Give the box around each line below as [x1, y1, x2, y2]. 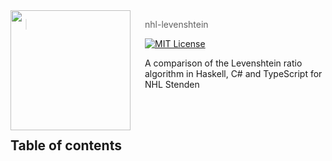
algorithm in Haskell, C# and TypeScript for [144, 68, 323, 79]
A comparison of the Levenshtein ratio [144, 57, 303, 69]
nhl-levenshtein [144, 19, 209, 30]
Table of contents [10, 137, 122, 154]
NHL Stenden [144, 79, 200, 90]
